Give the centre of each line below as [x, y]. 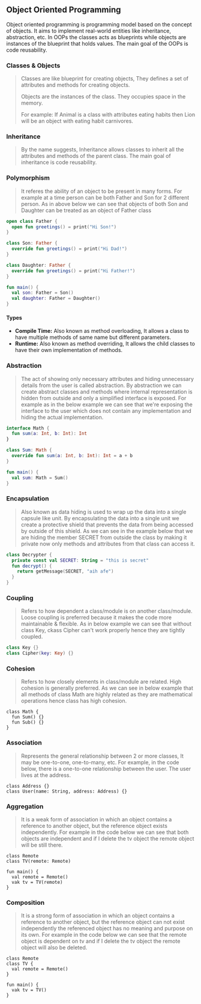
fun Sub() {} [28, 723]
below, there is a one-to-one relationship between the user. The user [106, 768]
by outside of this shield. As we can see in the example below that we [107, 531]
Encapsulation [28, 499]
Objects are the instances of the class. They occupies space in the [103, 97]
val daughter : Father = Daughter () [56, 299]
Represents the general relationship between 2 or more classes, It [102, 756]
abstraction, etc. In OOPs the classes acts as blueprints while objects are [96, 37]
